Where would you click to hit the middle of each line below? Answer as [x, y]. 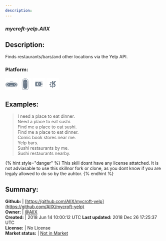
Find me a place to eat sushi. [47, 127]
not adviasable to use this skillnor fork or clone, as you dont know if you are [83, 168]
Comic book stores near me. [46, 138]
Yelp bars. [28, 143]
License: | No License [28, 228]
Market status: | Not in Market [37, 233]
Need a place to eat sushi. [44, 122]
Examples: [22, 105]
